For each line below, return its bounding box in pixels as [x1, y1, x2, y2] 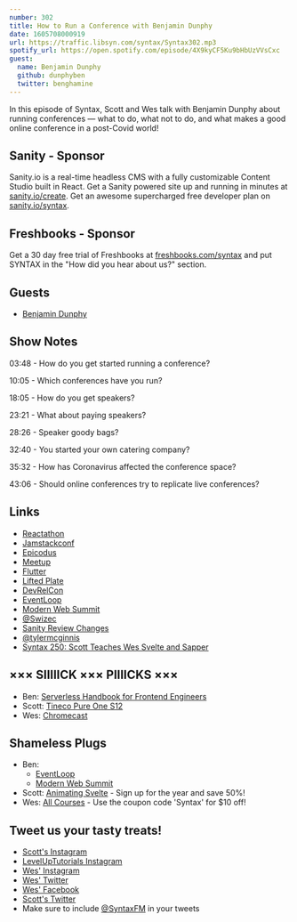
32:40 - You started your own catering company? [9, 444, 190, 455]
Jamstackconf [21, 538, 76, 548]
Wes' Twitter [21, 875, 69, 886]
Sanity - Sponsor [9, 149, 105, 164]
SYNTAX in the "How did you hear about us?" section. [9, 259, 207, 270]
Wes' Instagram [21, 865, 80, 877]
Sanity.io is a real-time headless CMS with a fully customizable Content [9, 172, 271, 182]
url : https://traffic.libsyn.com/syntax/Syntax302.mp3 [9, 37, 217, 47]
